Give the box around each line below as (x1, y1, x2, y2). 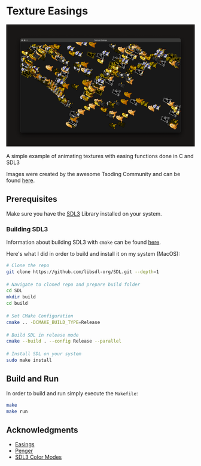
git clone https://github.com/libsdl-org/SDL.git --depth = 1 (6, 268, 160, 275)
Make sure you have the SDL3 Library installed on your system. (6, 210, 163, 217)
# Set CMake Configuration (6, 313, 74, 319)
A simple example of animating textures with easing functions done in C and (6, 152, 194, 159)
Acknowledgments (6, 425, 79, 435)
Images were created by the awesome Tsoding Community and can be (6, 170, 181, 177)
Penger (14, 447, 33, 455)
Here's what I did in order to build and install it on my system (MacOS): (6, 250, 181, 257)
